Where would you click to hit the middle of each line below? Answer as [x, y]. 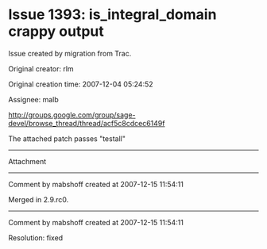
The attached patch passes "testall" [67, 138]
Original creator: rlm [41, 68]
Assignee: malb [34, 99]
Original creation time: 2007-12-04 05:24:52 [81, 84]
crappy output [56, 31]
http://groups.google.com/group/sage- [72, 115]
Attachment [27, 161]
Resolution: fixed [36, 238]
